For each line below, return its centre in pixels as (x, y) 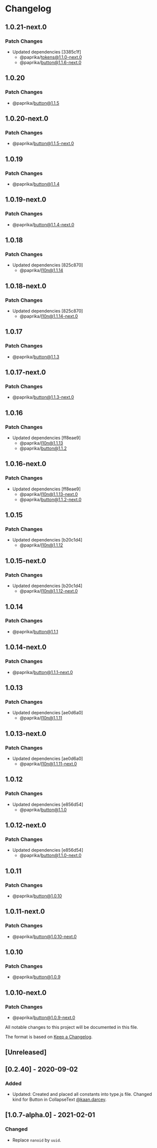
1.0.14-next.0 (26, 647)
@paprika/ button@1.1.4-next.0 (43, 224)
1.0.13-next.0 (26, 733)
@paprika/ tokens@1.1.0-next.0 (51, 57)
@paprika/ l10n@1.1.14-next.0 (49, 316)
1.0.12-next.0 (26, 825)
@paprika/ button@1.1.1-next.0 (43, 672)
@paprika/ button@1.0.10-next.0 (44, 937)
